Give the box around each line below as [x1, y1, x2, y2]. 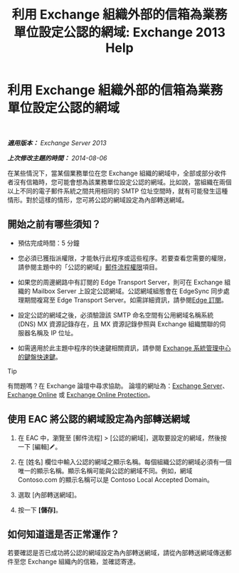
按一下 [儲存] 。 [17, 505, 63, 514]
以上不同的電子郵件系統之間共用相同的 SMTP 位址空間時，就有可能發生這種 [7, 186, 228, 195]
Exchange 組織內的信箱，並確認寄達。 [27, 557, 140, 566]
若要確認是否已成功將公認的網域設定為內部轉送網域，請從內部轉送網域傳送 [7, 549, 225, 557]
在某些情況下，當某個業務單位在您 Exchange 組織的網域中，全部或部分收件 [7, 169, 227, 177]
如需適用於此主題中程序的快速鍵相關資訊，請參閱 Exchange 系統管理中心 [17, 343, 231, 352]
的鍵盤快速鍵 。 [17, 352, 62, 361]
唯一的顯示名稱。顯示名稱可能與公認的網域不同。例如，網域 [17, 466, 193, 475]
